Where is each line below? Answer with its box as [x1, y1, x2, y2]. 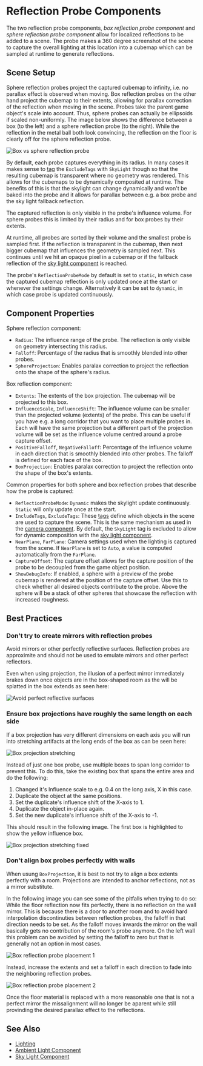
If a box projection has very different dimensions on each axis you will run [6, 731, 191, 738]
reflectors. [6, 658, 32, 665]
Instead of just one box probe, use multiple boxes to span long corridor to [6, 761, 190, 768]
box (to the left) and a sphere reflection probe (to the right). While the [6, 122, 180, 130]
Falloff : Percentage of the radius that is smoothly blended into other [15, 349, 188, 356]
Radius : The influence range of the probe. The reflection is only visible [15, 336, 191, 343]
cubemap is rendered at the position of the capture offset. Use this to [15, 576, 188, 583]
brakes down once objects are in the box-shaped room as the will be [6, 676, 178, 683]
